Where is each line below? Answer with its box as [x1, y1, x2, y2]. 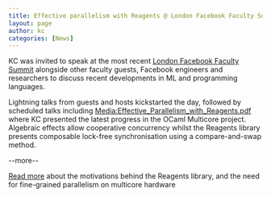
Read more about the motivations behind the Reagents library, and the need [8, 171, 260, 181]
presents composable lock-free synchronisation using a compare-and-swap [8, 132, 262, 142]
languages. [8, 82, 46, 92]
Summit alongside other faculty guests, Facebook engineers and [8, 65, 223, 75]
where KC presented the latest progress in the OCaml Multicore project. [8, 114, 247, 125]
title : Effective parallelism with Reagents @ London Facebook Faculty [8, 11, 254, 20]
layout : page [8, 19, 52, 27]
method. [8, 140, 36, 150]
